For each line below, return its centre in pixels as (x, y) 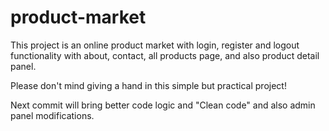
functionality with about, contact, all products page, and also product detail (165, 55)
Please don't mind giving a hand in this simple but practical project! (148, 85)
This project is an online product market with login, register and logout (155, 45)
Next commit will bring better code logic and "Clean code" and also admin (163, 105)
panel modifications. (52, 115)
